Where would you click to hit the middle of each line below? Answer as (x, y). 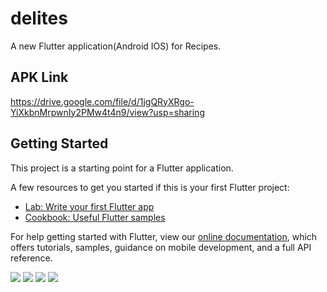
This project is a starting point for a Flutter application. (122, 168)
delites (39, 18)
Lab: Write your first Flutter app (89, 206)
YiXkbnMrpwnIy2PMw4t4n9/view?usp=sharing (107, 112)
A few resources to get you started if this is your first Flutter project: (150, 187)
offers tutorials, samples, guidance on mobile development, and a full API (161, 247)
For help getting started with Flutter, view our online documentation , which (164, 236)
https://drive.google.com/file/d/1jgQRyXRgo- (102, 101)
